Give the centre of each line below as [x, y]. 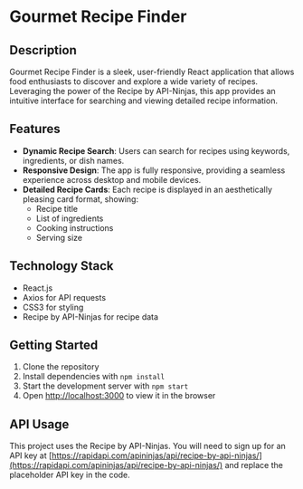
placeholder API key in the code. [70, 475]
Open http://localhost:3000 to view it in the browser [119, 396]
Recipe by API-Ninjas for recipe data [90, 316]
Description [43, 50]
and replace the [254, 465]
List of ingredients [70, 218]
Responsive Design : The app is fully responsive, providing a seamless [154, 170]
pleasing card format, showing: [80, 199]
